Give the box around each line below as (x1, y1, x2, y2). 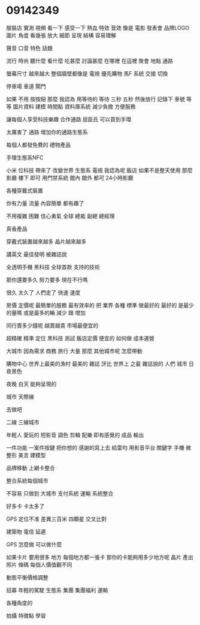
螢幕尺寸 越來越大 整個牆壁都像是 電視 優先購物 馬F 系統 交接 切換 (6, 70, 168, 77)
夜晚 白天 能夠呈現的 (6, 380, 57, 387)
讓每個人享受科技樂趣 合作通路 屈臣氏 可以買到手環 (6, 115, 132, 123)
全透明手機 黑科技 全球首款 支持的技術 (6, 263, 100, 271)
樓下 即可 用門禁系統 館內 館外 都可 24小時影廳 (17, 174, 134, 181)
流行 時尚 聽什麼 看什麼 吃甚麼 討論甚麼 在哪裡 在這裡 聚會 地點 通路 (6, 57, 174, 64)
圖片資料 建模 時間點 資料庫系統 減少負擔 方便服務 (13, 103, 136, 110)
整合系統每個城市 (6, 477, 49, 484)
